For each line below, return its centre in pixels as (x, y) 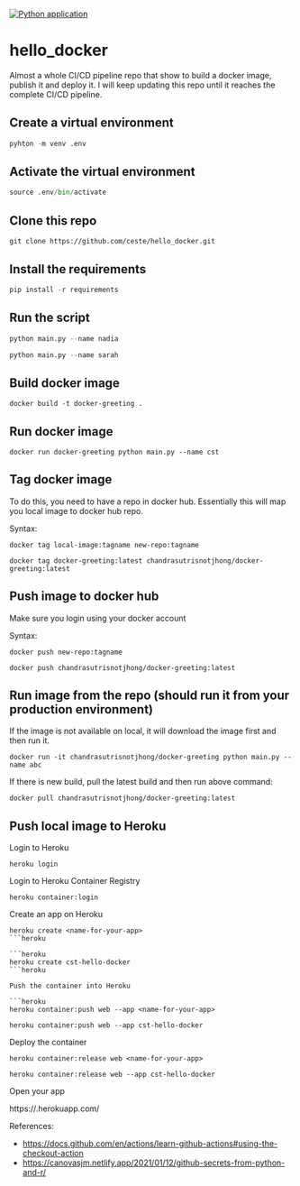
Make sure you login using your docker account (98, 618)
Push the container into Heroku (70, 986)
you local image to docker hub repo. (77, 510)
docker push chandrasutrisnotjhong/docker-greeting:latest (123, 667)
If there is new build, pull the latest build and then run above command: (141, 782)
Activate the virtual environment (102, 172)
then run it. (29, 740)
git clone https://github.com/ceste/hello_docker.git (113, 242)
